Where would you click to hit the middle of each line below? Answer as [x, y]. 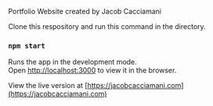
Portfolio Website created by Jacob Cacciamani [85, 11]
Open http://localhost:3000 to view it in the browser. [92, 71]
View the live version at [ [48, 86]
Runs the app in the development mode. [72, 62]
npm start [27, 46]
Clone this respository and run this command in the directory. [107, 26]
